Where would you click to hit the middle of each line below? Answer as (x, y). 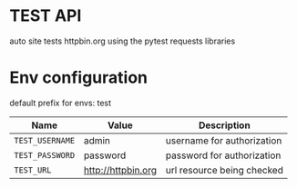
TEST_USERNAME (45, 140)
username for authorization (224, 140)
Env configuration (79, 78)
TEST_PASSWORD (45, 155)
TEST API (46, 16)
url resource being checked (225, 170)
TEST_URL (33, 170)
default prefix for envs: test (61, 103)
